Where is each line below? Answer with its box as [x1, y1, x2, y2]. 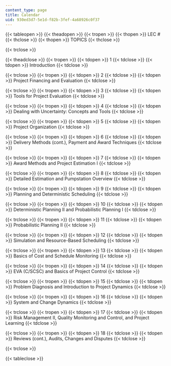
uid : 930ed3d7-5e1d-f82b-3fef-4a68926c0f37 [5, 17, 100, 22]
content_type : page [5, 7, 47, 13]
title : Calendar [5, 12, 40, 18]
